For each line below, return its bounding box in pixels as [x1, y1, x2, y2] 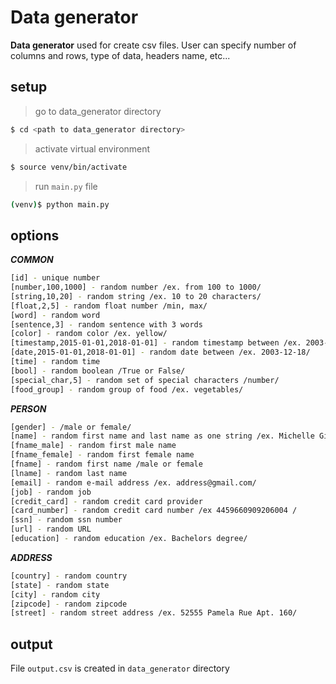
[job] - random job [10, 487, 92, 497]
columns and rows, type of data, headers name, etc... [10, 49, 231, 61]
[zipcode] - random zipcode [10, 599, 128, 609]
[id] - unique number [10, 273, 101, 283]
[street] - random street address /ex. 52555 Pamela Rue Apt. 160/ [10, 608, 298, 618]
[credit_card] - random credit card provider [10, 496, 203, 506]
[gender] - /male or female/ [10, 422, 132, 432]
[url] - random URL [10, 524, 92, 535]
